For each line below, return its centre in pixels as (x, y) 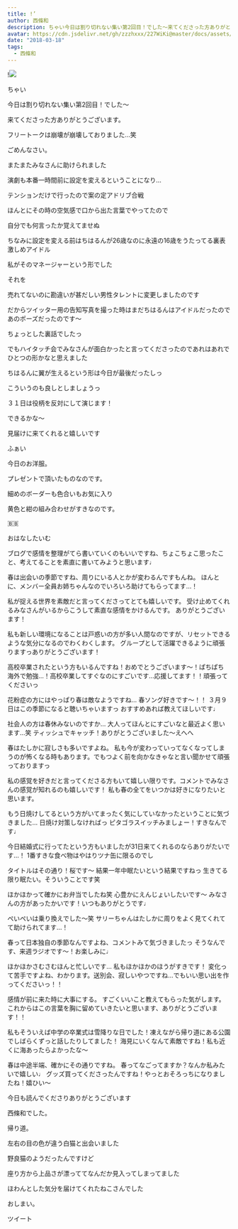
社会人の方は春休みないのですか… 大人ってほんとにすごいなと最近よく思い (116, 724)
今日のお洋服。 (29, 463)
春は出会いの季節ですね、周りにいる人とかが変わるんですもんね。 (103, 577)
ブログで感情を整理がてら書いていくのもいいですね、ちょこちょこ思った (113, 553)
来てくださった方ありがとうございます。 (66, 119)
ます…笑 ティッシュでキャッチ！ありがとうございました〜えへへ (101, 732)
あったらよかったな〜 (57, 1050)
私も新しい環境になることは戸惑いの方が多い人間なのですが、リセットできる (119, 634)
